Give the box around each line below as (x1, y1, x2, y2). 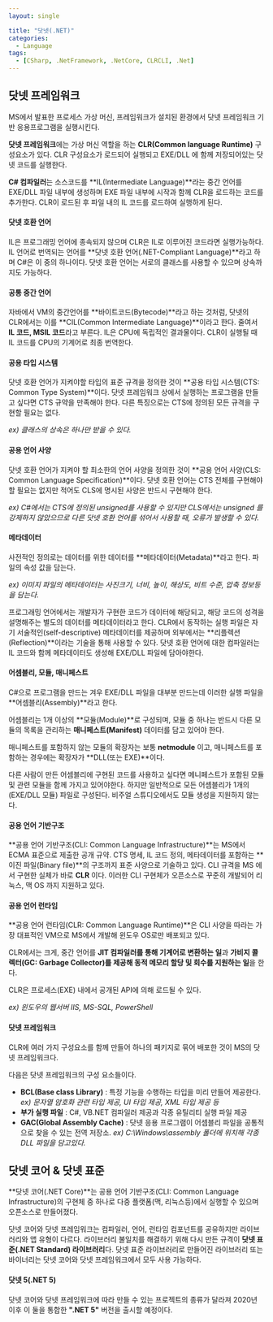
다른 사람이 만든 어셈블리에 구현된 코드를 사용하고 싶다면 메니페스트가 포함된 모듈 (8, 769, 265, 780)
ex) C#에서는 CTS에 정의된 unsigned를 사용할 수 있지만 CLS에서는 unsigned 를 (8, 502, 263, 512)
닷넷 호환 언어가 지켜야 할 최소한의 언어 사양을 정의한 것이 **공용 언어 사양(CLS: (8, 465, 262, 475)
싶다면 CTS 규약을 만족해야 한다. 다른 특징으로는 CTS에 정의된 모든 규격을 (16, 397, 252, 407)
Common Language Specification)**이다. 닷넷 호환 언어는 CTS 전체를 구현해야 (8, 475, 263, 484)
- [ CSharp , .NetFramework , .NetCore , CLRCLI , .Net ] (15, 57, 195, 65)
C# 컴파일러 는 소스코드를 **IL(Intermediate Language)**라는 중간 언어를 (8, 176, 242, 187)
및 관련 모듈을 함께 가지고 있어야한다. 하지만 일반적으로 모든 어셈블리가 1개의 (8, 780, 250, 790)
